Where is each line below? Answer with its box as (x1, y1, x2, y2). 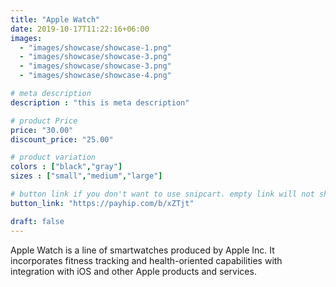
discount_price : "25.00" (10, 134, 114, 145)
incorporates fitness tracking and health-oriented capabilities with (10, 254, 283, 266)
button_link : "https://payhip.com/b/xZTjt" (10, 198, 195, 208)
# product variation (10, 152, 97, 163)
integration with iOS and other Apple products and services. (10, 265, 257, 277)
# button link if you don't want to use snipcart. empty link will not (10, 189, 315, 199)
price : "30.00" (10, 125, 74, 135)
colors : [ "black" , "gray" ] (10, 162, 123, 172)
